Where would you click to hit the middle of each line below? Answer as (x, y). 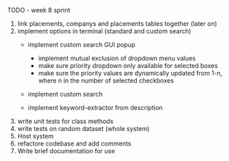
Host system (36, 136)
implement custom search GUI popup (82, 44)
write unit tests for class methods (65, 121)
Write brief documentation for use (66, 151)
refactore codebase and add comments (74, 143)
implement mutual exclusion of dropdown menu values (117, 58)
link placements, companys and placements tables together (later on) (117, 23)
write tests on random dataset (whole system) (83, 128)
